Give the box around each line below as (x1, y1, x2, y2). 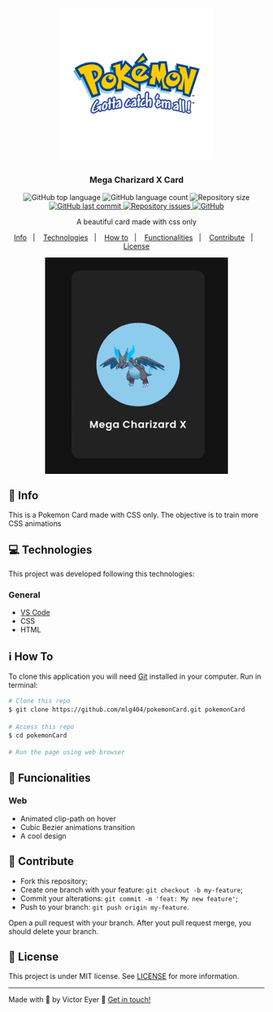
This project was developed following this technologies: (8, 568, 195, 579)
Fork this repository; (19, 876, 88, 886)
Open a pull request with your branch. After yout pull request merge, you (8, 918, 252, 927)
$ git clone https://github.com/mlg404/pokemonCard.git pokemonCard (8, 706, 245, 714)
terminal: (8, 680, 38, 689)
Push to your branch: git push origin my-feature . (19, 901, 189, 912)
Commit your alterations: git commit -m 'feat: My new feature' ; (19, 893, 238, 903)
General (8, 589, 41, 600)
